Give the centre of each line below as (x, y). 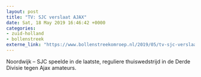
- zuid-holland (25, 34)
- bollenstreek (25, 39)
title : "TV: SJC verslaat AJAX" (46, 17)
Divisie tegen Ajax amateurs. (41, 68)
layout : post (22, 12)
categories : (21, 28)
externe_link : (24, 45)
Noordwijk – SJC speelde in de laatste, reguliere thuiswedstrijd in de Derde (98, 61)
